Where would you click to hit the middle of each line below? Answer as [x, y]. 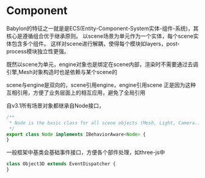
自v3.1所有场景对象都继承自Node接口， [56, 105]
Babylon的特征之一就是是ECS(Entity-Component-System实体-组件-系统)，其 [103, 28]
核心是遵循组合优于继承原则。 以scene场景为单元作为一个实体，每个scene [100, 36]
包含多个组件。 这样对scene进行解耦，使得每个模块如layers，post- [95, 43]
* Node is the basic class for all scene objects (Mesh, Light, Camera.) [105, 123]
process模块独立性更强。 [38, 51]
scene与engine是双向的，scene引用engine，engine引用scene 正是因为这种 [101, 85]
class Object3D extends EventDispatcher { [61, 164]
